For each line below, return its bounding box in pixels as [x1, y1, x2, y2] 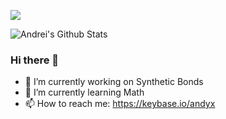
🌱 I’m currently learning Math [24, 86, 145, 99]
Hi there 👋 [10, 53, 60, 67]
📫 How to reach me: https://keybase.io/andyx [24, 98, 216, 110]
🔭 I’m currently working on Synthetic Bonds [24, 76, 204, 88]
